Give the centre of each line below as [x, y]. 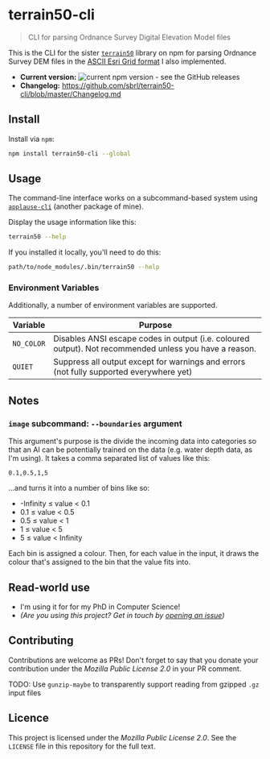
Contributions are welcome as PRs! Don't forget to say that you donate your [133, 660]
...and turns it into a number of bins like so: [79, 488]
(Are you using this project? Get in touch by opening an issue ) [122, 615]
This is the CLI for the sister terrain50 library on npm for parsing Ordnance [133, 52]
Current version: [48, 77]
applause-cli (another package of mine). [76, 206]
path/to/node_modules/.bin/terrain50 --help [84, 268]
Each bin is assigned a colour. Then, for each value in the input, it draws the [134, 554]
